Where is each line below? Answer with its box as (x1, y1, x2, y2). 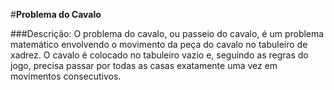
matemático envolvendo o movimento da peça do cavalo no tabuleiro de (10, 39, 308, 50)
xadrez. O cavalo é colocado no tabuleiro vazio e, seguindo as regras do (10, 49, 309, 61)
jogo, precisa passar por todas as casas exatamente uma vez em (10, 60, 278, 71)
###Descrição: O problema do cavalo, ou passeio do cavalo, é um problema (10, 28, 325, 39)
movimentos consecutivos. (10, 70, 122, 82)
